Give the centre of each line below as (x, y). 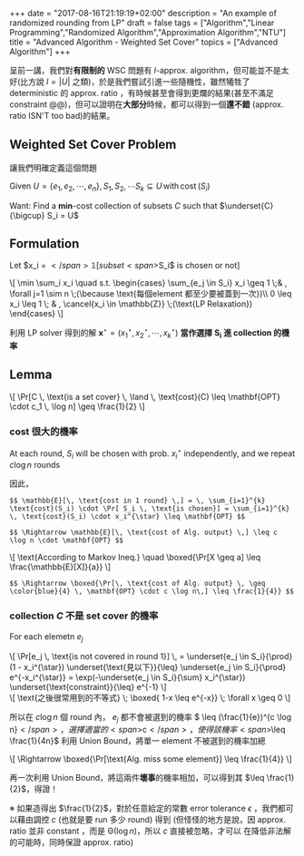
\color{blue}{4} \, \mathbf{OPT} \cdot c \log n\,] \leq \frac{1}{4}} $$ (152, 592)
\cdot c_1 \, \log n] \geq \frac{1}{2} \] (77, 406)
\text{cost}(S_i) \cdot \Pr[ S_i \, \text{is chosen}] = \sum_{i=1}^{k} (150, 509)
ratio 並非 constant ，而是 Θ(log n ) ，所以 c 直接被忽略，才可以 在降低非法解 (151, 831)
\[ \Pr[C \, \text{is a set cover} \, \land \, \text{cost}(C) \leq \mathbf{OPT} (145, 396)
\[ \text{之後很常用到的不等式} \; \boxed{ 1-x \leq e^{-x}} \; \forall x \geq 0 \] (150, 697)
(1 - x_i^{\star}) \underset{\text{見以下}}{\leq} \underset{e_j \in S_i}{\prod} (148, 666)
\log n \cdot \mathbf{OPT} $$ (67, 540)
